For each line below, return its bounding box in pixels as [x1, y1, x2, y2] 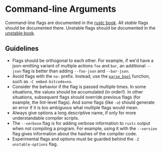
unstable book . [5, 30, 35, 36]
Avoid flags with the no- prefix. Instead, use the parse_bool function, [12, 73, 150, 79]
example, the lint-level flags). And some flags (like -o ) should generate [12, 99, 155, 105]
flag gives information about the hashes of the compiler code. [12, 130, 137, 136]
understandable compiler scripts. [12, 115, 80, 121]
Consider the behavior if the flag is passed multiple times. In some [12, 84, 146, 90]
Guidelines [5, 44, 39, 53]
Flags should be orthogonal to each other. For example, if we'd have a [12, 58, 154, 63]
